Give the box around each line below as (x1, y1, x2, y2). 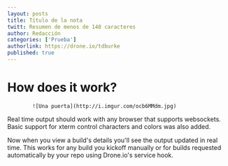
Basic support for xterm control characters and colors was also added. (7, 122, 211, 130)
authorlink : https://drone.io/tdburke (7, 43, 120, 50)
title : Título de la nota (7, 17, 83, 24)
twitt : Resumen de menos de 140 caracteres (7, 23, 136, 30)
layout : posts (7, 10, 49, 18)
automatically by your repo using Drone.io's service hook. (7, 151, 173, 159)
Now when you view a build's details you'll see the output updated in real (7, 136, 218, 144)
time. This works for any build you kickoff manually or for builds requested (7, 143, 222, 151)
